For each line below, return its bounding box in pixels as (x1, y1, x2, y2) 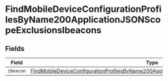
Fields (5, 44, 25, 53)
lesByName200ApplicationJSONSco (5, 14, 161, 25)
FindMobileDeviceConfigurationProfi (5, 3, 161, 15)
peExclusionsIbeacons (5, 25, 101, 36)
